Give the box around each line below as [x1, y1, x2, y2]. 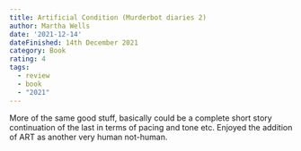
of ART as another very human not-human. [9, 131, 168, 142]
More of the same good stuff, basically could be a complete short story [9, 113, 272, 123]
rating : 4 [9, 55, 47, 63]
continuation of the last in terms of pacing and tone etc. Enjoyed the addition [9, 122, 293, 132]
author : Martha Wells [9, 21, 91, 30]
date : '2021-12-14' [9, 29, 83, 38]
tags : [9, 63, 30, 72]
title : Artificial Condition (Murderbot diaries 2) [9, 13, 207, 22]
